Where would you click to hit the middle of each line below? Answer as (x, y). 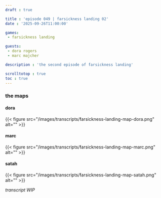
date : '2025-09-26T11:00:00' (37, 24)
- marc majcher (23, 56)
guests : (13, 46)
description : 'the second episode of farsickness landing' (69, 65)
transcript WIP (20, 190)
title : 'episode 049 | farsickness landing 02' (57, 19)
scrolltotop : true (26, 74)
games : (12, 33)
